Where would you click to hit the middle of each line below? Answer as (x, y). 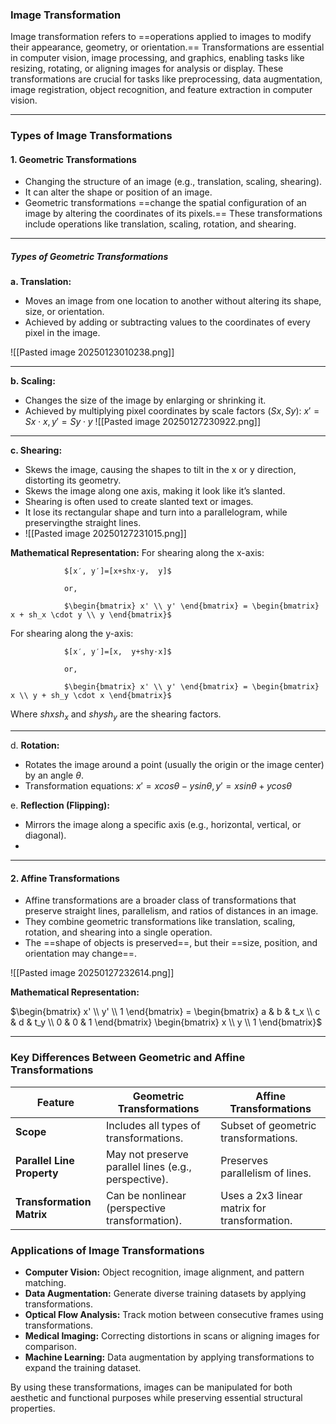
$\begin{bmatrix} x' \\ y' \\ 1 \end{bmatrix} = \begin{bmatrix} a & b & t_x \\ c (165, 1012)
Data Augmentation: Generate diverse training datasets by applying (165, 1293)
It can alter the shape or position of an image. (118, 192)
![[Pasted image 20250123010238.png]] (92, 352)
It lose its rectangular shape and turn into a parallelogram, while (156, 512)
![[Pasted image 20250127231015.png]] (105, 534)
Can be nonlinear (146, 1195)
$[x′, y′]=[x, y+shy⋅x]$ (117, 652)
